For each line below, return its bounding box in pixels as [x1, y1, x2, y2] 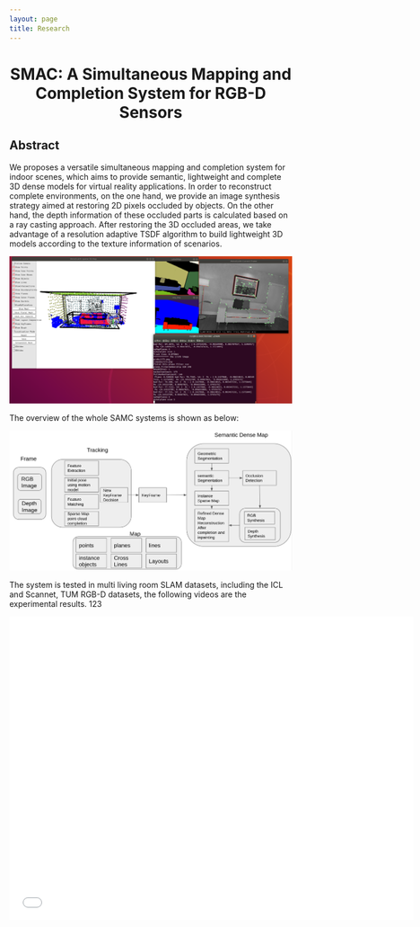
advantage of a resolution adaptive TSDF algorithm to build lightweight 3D [9, 228, 284, 239]
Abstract [9, 138, 60, 153]
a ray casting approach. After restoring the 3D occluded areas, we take [9, 218, 272, 229]
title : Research [9, 23, 70, 33]
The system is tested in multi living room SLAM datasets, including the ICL [9, 579, 284, 590]
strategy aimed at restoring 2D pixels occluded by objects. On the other [9, 200, 274, 210]
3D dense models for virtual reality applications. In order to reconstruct [9, 181, 272, 192]
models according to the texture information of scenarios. [9, 238, 223, 249]
